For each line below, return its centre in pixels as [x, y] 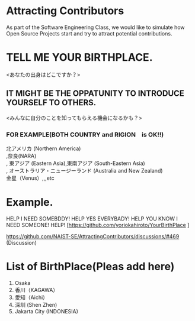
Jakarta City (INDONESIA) [47, 311]
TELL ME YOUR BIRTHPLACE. [79, 58]
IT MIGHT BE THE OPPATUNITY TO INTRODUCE [95, 94]
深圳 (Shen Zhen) [36, 304]
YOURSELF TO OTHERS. [51, 103]
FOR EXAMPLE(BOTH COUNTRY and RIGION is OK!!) [85, 134]
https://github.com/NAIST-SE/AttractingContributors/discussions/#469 [93, 236]
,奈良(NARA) [21, 155]
